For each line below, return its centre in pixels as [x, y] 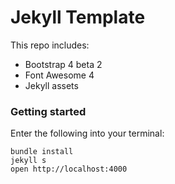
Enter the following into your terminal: [87, 133]
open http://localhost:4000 [69, 169]
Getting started [48, 111]
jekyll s [28, 161]
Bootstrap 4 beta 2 [63, 64]
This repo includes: [50, 45]
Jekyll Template [78, 17]
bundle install [42, 152]
